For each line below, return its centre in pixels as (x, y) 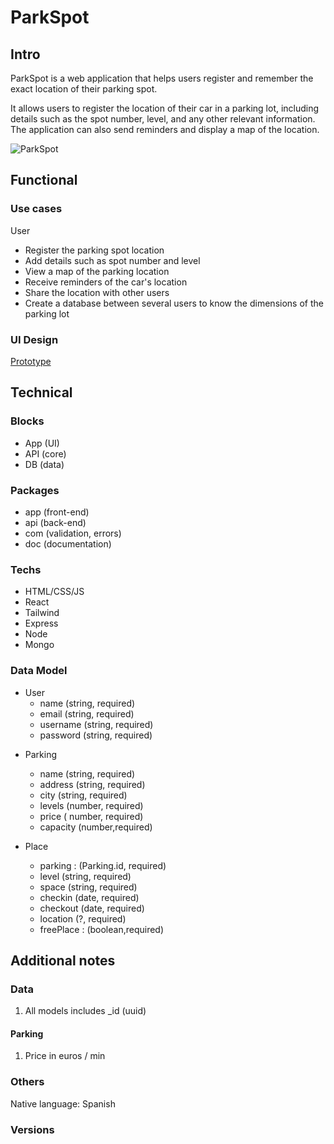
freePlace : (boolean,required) (102, 929)
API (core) (45, 453)
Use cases (36, 209)
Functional (44, 180)
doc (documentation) (68, 543)
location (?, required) (83, 918)
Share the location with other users (97, 292)
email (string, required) (87, 713)
